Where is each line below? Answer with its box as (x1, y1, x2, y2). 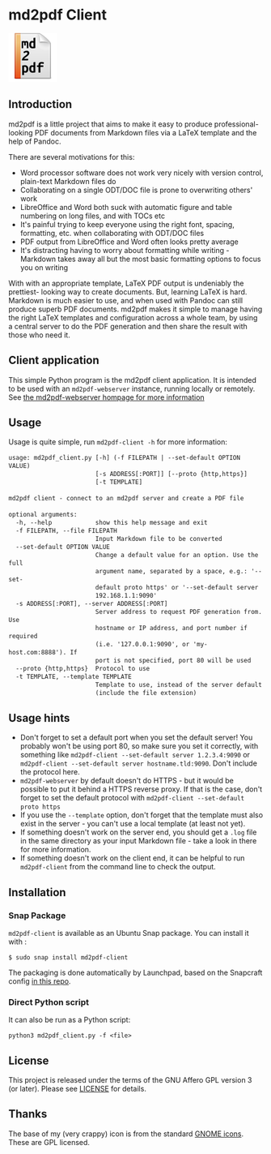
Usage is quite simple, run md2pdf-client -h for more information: (8, 437, 228, 447)
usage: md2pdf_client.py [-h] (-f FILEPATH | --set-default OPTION (8, 454, 241, 462)
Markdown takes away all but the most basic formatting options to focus (19, 254, 261, 264)
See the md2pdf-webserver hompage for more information (8, 392, 205, 402)
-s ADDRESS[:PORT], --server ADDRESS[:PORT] (15, 600, 168, 608)
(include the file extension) (95, 689, 197, 697)
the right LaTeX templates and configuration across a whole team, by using (8, 312, 258, 322)
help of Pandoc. (8, 136, 61, 146)
